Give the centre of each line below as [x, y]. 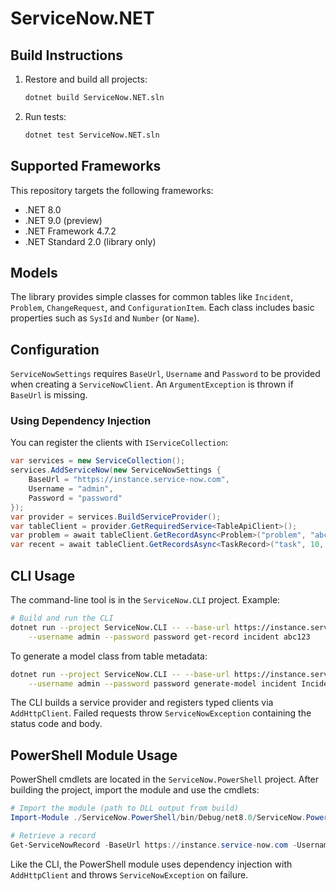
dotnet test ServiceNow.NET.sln [92, 135]
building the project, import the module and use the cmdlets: [135, 790]
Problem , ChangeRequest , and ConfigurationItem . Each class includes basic [162, 308]
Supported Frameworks [86, 166]
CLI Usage [43, 575]
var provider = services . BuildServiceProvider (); [116, 517]
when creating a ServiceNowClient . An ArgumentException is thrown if [152, 384]
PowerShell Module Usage [94, 755]
